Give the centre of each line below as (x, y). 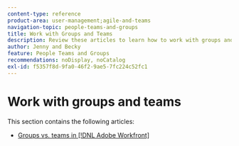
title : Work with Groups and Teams (60, 34)
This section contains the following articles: (71, 121)
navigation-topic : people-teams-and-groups (73, 27)
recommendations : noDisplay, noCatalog (67, 60)
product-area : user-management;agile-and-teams (79, 21)
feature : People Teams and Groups (59, 54)
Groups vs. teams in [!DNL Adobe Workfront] (84, 135)
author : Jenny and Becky (44, 47)
